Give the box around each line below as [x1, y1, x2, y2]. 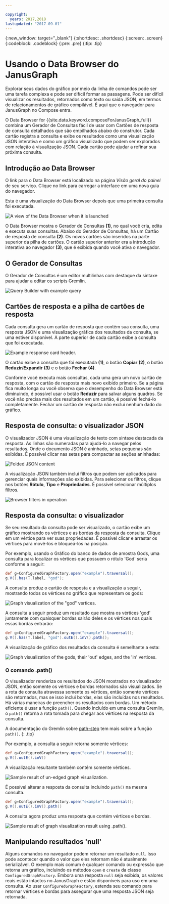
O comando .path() [5, 666, 52, 673]
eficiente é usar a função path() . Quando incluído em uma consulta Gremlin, [5, 705, 164, 711]
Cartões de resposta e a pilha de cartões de [5, 302, 145, 311]
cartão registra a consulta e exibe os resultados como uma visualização [5, 133, 155, 139]
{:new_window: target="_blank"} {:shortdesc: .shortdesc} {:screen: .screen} [5, 35, 163, 41]
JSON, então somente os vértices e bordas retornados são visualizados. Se [5, 683, 162, 690]
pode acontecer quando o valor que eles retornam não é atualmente [5, 856, 147, 863]
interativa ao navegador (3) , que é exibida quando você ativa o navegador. [5, 244, 160, 250]
